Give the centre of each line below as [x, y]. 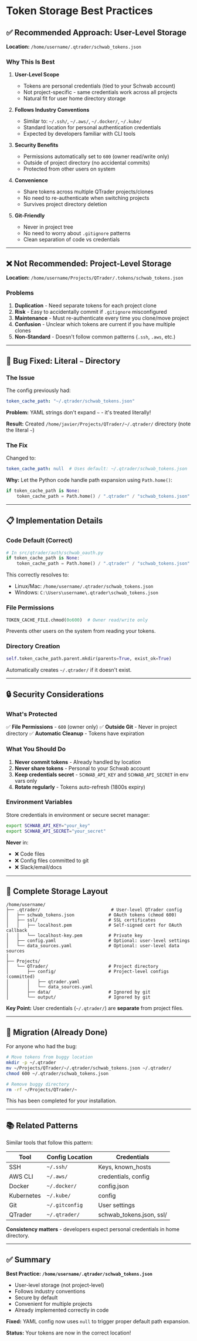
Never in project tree [48, 227]
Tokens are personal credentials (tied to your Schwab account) [99, 86]
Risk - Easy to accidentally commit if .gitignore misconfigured [91, 312]
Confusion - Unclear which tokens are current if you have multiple [95, 324]
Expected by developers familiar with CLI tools [79, 134]
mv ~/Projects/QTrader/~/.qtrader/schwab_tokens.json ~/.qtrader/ [89, 1068]
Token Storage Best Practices [80, 11]
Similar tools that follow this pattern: [50, 1143]
